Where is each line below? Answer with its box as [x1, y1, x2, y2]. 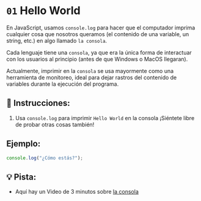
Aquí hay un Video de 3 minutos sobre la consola [15, 188, 139, 195]
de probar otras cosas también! [15, 121, 95, 128]
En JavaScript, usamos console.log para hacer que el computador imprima [6, 24, 196, 31]
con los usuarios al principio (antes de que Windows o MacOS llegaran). [6, 55, 188, 63]
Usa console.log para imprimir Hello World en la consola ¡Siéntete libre [15, 114, 195, 121]
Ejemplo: [6, 138, 41, 149]
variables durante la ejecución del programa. [6, 80, 119, 88]
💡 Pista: [6, 172, 37, 182]
